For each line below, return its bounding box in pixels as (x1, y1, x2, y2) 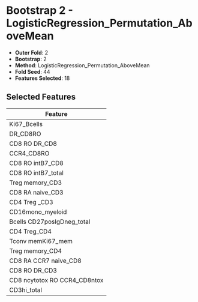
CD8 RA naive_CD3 (9, 188, 64, 196)
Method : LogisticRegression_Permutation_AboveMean (14, 61, 150, 69)
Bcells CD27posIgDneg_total (9, 217, 91, 226)
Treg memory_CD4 (9, 247, 62, 255)
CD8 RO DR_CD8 (9, 139, 57, 148)
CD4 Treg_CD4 (9, 227, 52, 235)
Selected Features (6, 92, 76, 102)
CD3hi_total (9, 286, 43, 294)
